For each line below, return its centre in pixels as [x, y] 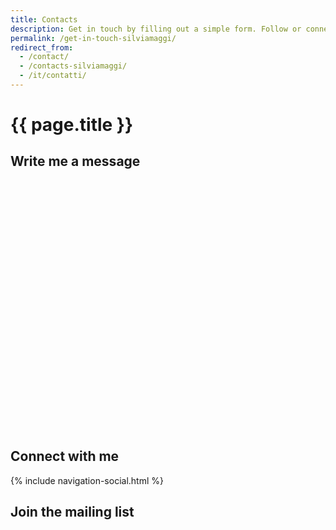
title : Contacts [44, 19]
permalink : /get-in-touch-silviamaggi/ [93, 38]
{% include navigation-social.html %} [87, 480]
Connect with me [65, 456]
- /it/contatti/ [53, 76]
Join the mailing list [72, 512]
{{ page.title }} [72, 125]
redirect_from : [42, 47]
